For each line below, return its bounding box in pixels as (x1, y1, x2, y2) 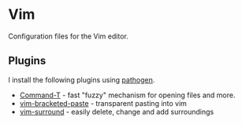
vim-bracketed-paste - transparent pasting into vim (19, 98, 188, 108)
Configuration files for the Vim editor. (8, 31, 128, 41)
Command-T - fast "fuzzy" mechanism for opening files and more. (19, 90, 236, 100)
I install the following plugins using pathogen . (8, 75, 155, 84)
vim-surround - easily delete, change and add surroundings (19, 107, 214, 116)
